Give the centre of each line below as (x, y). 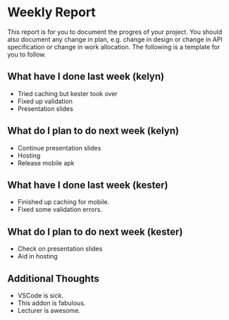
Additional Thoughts (54, 279)
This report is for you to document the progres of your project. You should (115, 32)
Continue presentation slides (59, 148)
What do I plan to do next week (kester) (95, 231)
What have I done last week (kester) (88, 185)
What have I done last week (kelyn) (86, 77)
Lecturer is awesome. (49, 310)
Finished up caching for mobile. (63, 202)
